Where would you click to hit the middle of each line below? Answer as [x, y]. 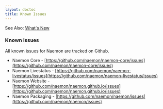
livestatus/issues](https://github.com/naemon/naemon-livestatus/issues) [85, 76]
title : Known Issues [26, 14]
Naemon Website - [31, 81]
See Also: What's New [27, 28]
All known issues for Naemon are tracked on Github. [57, 51]
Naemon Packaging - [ [34, 96]
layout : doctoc [20, 9]
